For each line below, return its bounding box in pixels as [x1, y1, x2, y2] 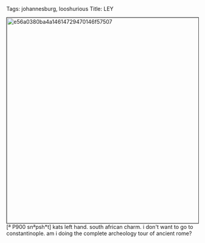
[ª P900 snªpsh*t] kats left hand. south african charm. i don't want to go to [6, 224, 193, 230]
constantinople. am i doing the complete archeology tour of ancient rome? [6, 230, 192, 237]
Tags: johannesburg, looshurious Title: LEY [6, 5, 114, 12]
